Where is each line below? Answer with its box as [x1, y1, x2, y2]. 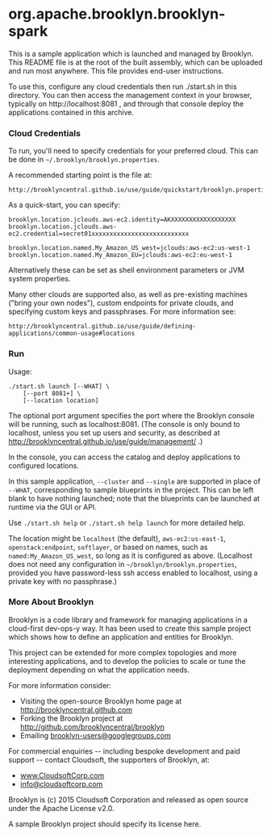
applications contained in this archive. [8, 107, 135, 117]
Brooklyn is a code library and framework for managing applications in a [8, 615, 248, 624]
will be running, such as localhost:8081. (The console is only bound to [8, 419, 240, 429]
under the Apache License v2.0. [8, 803, 115, 813]
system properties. [8, 274, 71, 284]
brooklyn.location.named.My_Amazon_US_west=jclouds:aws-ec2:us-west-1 [8, 244, 251, 252]
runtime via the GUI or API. [8, 502, 97, 512]
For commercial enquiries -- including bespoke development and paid [8, 746, 240, 756]
